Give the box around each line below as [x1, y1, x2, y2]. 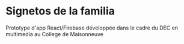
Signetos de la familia [5, 4, 115, 18]
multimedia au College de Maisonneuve [5, 30, 103, 37]
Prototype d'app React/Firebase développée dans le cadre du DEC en [5, 24, 179, 31]
